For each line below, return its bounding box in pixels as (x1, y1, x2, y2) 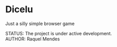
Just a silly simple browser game (5, 20, 75, 27)
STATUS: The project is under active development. (5, 30, 112, 36)
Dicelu (5, 4, 33, 15)
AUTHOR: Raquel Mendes (5, 36, 60, 42)
